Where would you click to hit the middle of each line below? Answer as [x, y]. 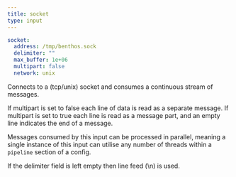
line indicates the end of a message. [60, 123]
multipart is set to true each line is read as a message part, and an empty [114, 115]
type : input [25, 21]
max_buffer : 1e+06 [41, 60]
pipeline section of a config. [49, 152]
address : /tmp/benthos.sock [55, 47]
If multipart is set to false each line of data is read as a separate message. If [118, 108]
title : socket [28, 14]
